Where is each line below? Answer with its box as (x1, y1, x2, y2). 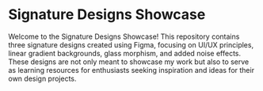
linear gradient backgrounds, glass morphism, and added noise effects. (8, 48, 242, 58)
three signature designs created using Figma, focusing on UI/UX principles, (8, 40, 254, 49)
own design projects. (8, 74, 77, 83)
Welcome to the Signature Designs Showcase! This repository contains (8, 32, 240, 41)
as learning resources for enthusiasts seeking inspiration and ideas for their (8, 65, 255, 74)
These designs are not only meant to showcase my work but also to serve (8, 57, 250, 66)
